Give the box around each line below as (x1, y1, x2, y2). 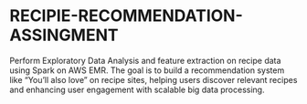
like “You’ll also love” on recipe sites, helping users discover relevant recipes (9, 74, 298, 85)
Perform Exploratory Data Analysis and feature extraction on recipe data (9, 55, 281, 66)
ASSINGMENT (9, 25, 119, 46)
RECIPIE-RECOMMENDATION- (9, 5, 244, 26)
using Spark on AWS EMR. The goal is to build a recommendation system (9, 65, 285, 76)
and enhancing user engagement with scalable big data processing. (9, 84, 265, 95)
